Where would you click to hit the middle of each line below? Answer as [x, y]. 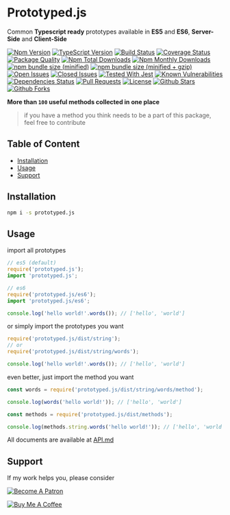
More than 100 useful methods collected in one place [83, 101]
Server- [203, 32]
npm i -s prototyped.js [41, 213]
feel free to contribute [54, 122]
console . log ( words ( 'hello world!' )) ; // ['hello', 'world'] [95, 402]
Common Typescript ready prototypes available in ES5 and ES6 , [99, 32]
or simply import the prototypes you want [66, 326]
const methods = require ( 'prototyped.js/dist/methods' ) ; [90, 414]
